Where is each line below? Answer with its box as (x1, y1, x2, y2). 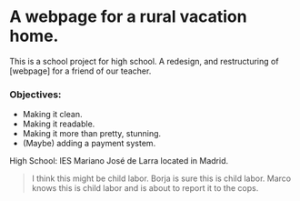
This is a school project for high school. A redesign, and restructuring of (9, 55, 279, 66)
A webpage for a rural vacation (9, 6, 247, 27)
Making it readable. (22, 118, 95, 129)
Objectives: (9, 88, 62, 101)
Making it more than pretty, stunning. (22, 128, 162, 139)
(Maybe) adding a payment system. (22, 138, 156, 149)
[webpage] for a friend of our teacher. (9, 65, 152, 76)
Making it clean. (22, 109, 83, 120)
